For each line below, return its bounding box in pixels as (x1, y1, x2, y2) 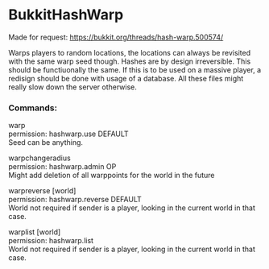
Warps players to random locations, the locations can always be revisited (8, 48, 251, 57)
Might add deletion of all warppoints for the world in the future (8, 171, 215, 180)
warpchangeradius (8, 153, 71, 163)
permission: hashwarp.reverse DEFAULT (8, 195, 143, 205)
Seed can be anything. (8, 138, 83, 147)
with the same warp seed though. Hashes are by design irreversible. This (8, 56, 251, 66)
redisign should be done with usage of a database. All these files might (8, 73, 244, 83)
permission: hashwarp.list (8, 236, 94, 246)
